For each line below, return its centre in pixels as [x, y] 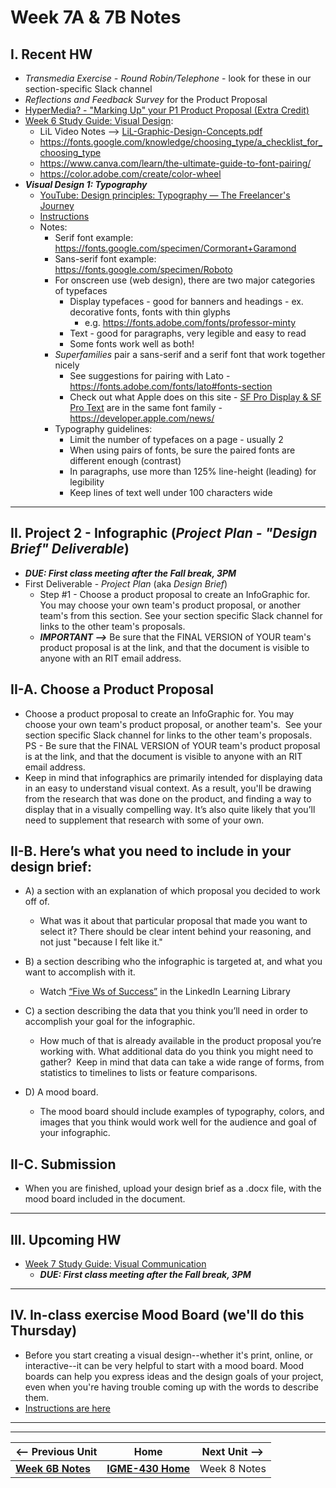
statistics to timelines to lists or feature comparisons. [148, 1073]
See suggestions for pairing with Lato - [150, 375]
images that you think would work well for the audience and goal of [178, 1122]
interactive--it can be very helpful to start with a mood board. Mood [164, 1365]
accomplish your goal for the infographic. [110, 1022]
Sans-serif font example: [105, 259]
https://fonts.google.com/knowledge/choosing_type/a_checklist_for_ [181, 142]
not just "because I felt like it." [101, 942]
